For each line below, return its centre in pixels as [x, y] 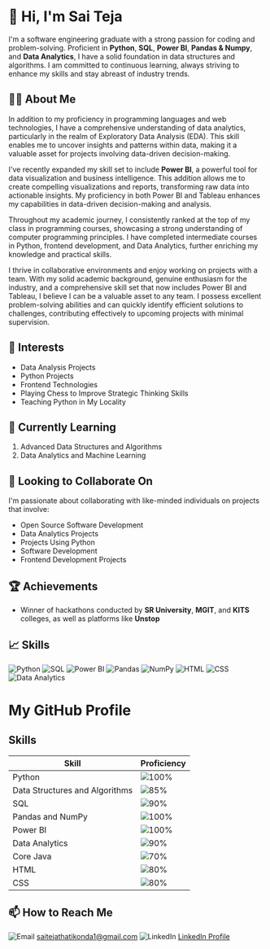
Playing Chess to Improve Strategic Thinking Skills [104, 393]
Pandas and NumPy [50, 816]
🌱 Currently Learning [62, 427]
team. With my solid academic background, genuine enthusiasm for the [128, 278]
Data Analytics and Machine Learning [83, 456]
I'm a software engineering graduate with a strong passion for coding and [132, 39]
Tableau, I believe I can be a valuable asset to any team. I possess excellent [135, 295]
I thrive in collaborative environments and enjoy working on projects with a [133, 270]
